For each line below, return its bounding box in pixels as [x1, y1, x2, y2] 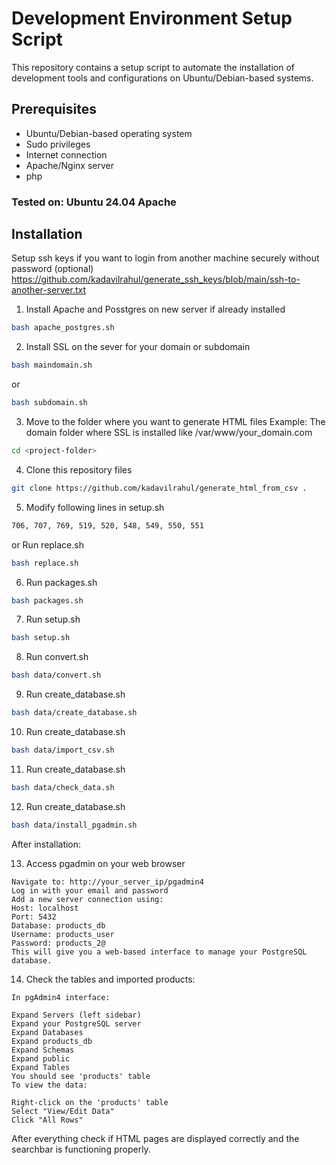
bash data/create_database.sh [11, 708, 138, 718]
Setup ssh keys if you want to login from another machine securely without [11, 252, 320, 264]
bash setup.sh [11, 633, 71, 643]
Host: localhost [11, 903, 79, 913]
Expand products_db [11, 1036, 93, 1046]
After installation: [11, 838, 82, 850]
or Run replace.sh [11, 538, 84, 551]
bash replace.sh [11, 558, 79, 568]
